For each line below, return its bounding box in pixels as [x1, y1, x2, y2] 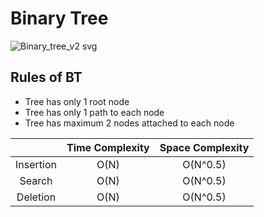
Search [19, 173, 53, 187]
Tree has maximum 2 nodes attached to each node [24, 117, 235, 129]
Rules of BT [10, 69, 83, 86]
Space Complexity [159, 140, 250, 154]
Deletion [16, 190, 57, 204]
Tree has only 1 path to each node [24, 106, 165, 118]
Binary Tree [10, 7, 109, 30]
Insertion [15, 157, 57, 171]
